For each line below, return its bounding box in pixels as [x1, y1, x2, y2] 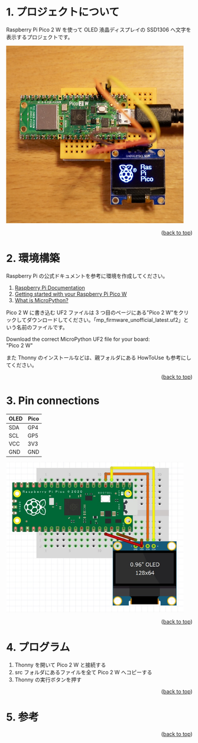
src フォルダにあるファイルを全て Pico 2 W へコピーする [14, 669, 152, 676]
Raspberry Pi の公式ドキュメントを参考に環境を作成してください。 [6, 272, 168, 279]
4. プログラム [6, 641, 70, 654]
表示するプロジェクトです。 [6, 33, 73, 40]
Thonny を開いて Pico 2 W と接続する [14, 661, 106, 668]
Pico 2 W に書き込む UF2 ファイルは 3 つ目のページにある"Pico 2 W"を [6, 309, 179, 316]
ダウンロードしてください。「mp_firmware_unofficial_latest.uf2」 [26, 316, 184, 323]
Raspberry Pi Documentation [14, 284, 85, 291]
